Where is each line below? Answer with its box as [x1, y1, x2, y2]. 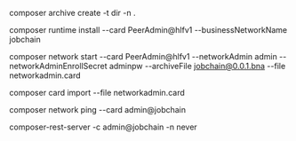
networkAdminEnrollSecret [9, 61, 108, 71]
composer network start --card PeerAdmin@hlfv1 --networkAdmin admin [9, 51, 277, 61]
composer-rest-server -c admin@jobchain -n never [9, 121, 197, 132]
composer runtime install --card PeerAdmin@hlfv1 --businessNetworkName [9, 25, 288, 35]
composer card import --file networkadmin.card [9, 88, 185, 98]
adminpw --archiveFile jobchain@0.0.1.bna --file [108, 61, 286, 71]
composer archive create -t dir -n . [9, 8, 136, 18]
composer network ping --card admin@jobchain [9, 105, 187, 114]
